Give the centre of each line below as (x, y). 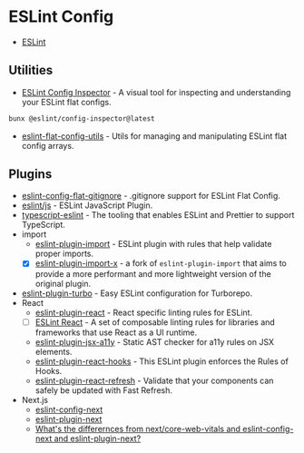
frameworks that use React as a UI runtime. (116, 332)
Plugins (30, 174)
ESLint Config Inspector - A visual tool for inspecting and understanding (156, 92)
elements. (54, 351)
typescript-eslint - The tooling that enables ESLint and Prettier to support (158, 215)
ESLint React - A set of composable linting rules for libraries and (155, 322)
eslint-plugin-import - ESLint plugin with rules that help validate (153, 244)
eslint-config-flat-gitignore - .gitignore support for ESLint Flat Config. (151, 196)
